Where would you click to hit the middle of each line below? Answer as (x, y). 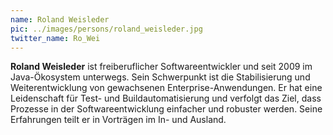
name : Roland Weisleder (60, 19)
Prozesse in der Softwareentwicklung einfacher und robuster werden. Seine (166, 109)
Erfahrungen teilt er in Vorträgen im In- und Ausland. (118, 120)
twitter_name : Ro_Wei (55, 38)
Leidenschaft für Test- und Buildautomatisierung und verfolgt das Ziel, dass (166, 98)
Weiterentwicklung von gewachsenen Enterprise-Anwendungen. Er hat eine (166, 88)
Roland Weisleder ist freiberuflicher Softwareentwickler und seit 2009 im (161, 67)
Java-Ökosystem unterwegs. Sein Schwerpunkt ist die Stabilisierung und (160, 77)
